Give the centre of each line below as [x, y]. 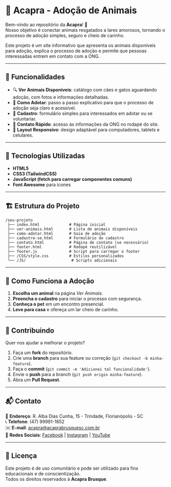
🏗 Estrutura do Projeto [42, 206]
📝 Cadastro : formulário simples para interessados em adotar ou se [82, 113]
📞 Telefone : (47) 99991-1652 [35, 422]
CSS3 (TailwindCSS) [35, 174]
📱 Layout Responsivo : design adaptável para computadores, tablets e [86, 129]
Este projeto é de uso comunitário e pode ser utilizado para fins [72, 468]
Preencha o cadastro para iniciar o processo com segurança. [77, 299]
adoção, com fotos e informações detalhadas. [61, 97]
